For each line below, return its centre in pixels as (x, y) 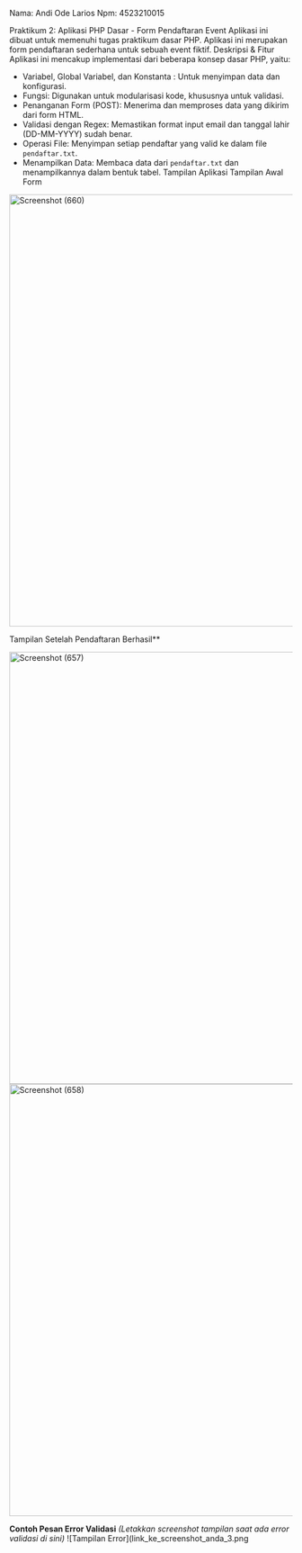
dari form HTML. (53, 115)
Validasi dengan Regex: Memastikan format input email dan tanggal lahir (156, 124)
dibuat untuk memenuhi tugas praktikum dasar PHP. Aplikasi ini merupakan (148, 40)
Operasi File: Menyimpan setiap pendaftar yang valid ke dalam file (145, 144)
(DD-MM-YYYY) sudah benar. (77, 134)
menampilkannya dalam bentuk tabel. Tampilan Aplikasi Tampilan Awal (153, 172)
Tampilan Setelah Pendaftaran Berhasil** (85, 639)
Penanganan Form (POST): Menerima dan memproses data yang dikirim (155, 105)
